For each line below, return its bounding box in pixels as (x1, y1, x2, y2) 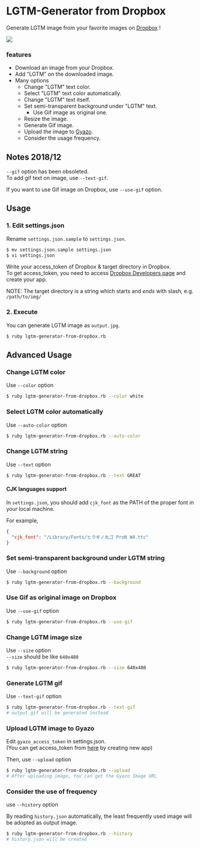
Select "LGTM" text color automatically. (23, 90, 122, 97)
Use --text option (6, 460, 51, 468)
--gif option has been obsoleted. (6, 168, 89, 175)
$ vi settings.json (6, 252, 55, 258)
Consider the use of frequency (6, 787, 97, 796)
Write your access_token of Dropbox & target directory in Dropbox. (6, 263, 171, 270)
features (6, 50, 32, 58)
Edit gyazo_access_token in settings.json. (6, 738, 106, 745)
